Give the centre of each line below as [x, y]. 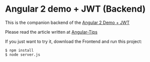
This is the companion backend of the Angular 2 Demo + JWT [67, 22]
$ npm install [20, 50]
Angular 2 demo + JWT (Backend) [75, 9]
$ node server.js [23, 55]
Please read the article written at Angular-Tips [51, 32]
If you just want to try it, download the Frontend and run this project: [74, 41]
